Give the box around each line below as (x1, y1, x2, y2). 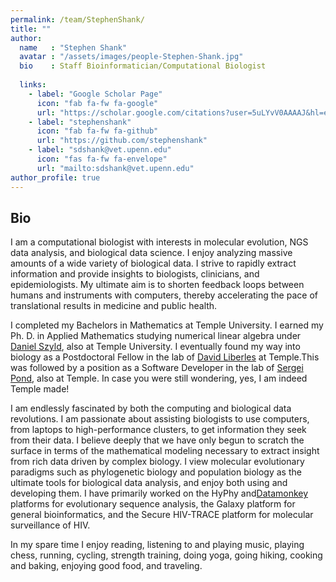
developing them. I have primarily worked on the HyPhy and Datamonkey (10, 487, 309, 500)
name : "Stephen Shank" (19, 42, 128, 53)
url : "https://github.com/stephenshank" (36, 136, 208, 146)
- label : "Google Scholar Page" (28, 89, 163, 99)
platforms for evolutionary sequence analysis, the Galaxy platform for (10, 498, 296, 510)
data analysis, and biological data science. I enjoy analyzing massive (10, 247, 293, 259)
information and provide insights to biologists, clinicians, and (10, 268, 260, 280)
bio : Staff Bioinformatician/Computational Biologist (19, 61, 267, 71)
